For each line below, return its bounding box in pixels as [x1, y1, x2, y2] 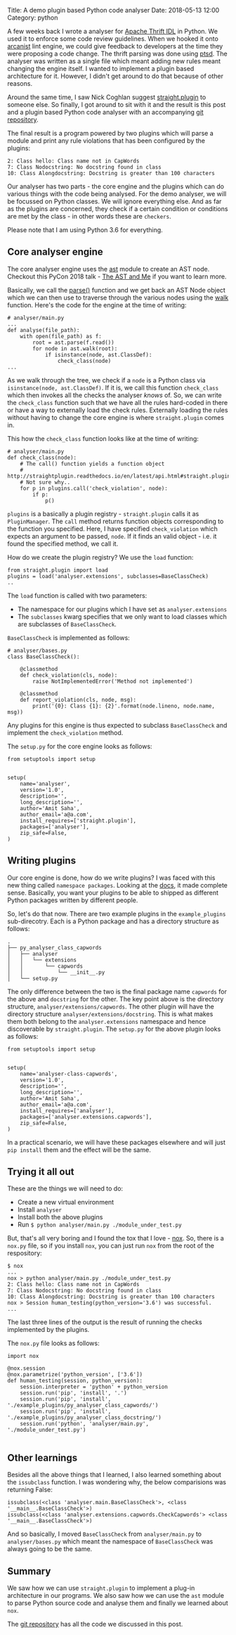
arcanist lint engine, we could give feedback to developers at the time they [7, 42, 223, 50]
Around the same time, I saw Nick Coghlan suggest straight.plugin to [7, 93, 206, 101]
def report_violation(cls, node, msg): [20, 696, 137, 703]
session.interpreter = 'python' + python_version [20, 1383, 169, 1391]
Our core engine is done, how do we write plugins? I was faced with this [7, 873, 216, 882]
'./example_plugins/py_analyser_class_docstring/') [7, 1414, 162, 1421]
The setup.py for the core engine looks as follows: [7, 742, 152, 750]
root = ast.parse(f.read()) [32, 339, 114, 346]
